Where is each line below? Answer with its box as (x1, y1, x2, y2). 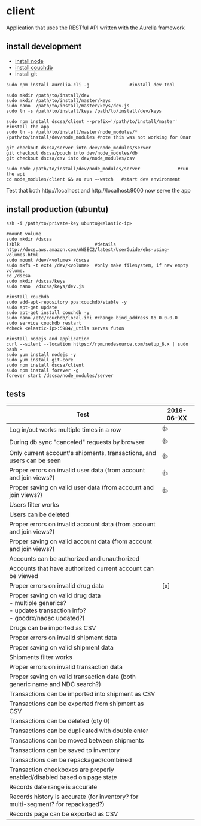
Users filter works (9, 501, 59, 509)
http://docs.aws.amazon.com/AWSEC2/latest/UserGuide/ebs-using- (6, 246, 170, 253)
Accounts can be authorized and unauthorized (9, 555, 139, 563)
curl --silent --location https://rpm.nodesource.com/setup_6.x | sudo (6, 341, 188, 347)
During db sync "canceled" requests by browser (9, 438, 145, 446)
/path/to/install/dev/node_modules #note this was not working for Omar (6, 134, 191, 140)
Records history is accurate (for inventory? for (9, 792, 139, 801)
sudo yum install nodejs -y (6, 351, 77, 358)
